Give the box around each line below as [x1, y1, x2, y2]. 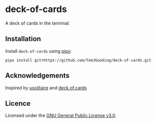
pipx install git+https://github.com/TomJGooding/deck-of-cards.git [5, 58, 151, 63]
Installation [5, 35, 41, 43]
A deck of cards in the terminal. [5, 20, 70, 26]
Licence [5, 99, 31, 107]
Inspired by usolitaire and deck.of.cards [5, 84, 87, 91]
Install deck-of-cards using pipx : [5, 48, 72, 54]
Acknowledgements [5, 71, 70, 80]
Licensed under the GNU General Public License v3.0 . [5, 112, 117, 118]
